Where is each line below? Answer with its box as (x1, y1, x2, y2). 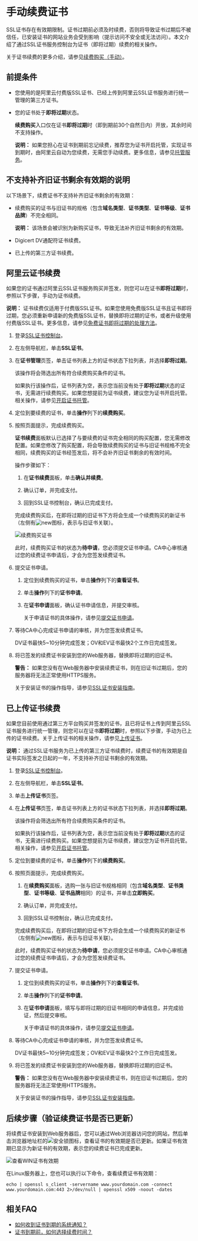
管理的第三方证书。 (14, 96, 62, 103)
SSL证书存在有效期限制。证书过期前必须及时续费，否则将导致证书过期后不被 (6, 26, 192, 33)
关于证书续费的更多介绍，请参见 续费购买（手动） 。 (6, 53, 128, 60)
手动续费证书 (6, 5, 69, 19)
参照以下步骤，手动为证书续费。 (6, 292, 84, 299)
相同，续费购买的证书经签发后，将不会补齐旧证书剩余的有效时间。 (14, 449, 175, 456)
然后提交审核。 (34, 1012, 71, 1019)
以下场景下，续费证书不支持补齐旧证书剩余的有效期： (6, 192, 136, 199)
